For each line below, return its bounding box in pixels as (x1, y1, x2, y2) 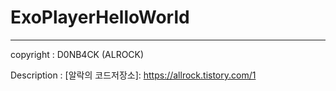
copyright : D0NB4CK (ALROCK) (10, 48, 145, 60)
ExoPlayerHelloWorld (10, 6, 190, 29)
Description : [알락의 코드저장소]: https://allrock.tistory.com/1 (10, 69, 257, 81)
